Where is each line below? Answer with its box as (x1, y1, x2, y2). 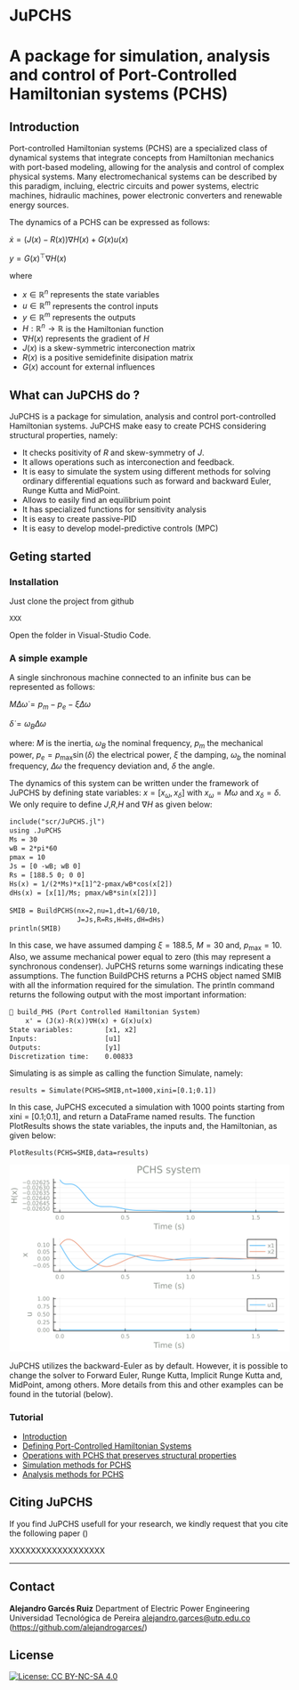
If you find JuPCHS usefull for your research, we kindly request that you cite (9, 1518, 289, 1529)
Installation (9, 575, 60, 588)
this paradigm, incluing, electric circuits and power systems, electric (9, 181, 260, 191)
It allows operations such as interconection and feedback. (21, 457, 235, 467)
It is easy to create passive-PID (21, 514, 137, 524)
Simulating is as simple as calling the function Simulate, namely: (9, 1068, 244, 1078)
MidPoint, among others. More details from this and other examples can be (9, 1379, 284, 1390)
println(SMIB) (9, 924, 62, 933)
